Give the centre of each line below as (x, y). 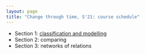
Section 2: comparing (40, 39)
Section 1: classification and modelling (61, 33)
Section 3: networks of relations (53, 46)
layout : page (22, 11)
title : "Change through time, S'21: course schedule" (73, 17)
